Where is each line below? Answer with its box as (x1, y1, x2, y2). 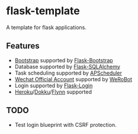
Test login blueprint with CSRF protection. (14, 121, 117, 128)
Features (6, 41, 40, 51)
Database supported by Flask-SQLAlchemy (14, 63, 120, 70)
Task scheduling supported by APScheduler (14, 69, 123, 76)
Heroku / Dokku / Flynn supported (14, 88, 92, 95)
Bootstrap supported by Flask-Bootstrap (14, 56, 114, 63)
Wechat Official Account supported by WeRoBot (14, 75, 132, 82)
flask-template (6, 4, 80, 18)
